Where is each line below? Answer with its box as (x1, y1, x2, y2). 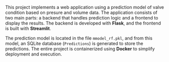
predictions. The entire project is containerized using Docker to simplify (5, 46, 155, 51)
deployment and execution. (5, 51, 62, 57)
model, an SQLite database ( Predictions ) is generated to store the (5, 40, 143, 46)
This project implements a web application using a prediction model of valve (5, 4, 164, 10)
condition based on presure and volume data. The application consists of (5, 9, 158, 15)
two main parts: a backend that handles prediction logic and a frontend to (5, 15, 158, 20)
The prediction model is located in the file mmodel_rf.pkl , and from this (5, 35, 153, 41)
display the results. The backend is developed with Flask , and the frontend (5, 20, 161, 26)
